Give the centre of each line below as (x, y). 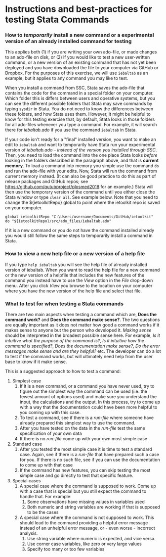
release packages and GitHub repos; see (47, 182)
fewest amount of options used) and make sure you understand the (88, 397)
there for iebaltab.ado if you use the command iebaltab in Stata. (71, 130)
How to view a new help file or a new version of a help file (75, 254)
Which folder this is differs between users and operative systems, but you (80, 98)
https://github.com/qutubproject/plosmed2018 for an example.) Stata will (79, 187)
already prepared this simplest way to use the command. (78, 423)
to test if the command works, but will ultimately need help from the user (79, 357)
